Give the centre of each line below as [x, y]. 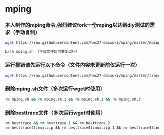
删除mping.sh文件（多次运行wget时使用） [55, 89]
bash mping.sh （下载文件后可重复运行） [42, 52]
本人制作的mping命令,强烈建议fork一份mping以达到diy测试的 [77, 25]
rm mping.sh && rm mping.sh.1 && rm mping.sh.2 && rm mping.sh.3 [73, 99]
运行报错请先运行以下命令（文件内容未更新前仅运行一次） [72, 65]
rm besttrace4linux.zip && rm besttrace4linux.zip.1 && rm [66, 128]
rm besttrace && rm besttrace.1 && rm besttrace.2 [58, 123]
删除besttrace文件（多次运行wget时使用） [55, 113]
